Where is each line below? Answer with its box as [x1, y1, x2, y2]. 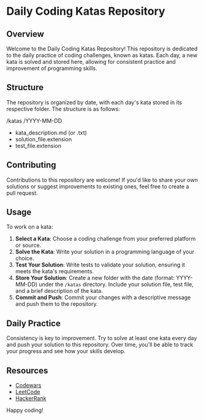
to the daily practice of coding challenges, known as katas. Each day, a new [6, 52, 198, 59]
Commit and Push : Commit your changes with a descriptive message [15, 294, 191, 301]
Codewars [15, 382, 42, 389]
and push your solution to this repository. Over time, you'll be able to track [6, 341, 194, 348]
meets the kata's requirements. [15, 268, 94, 275]
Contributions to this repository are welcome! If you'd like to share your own [6, 176, 198, 184]
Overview [6, 29, 45, 39]
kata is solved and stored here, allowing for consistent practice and [6, 58, 176, 65]
